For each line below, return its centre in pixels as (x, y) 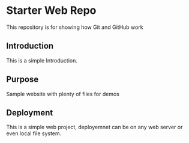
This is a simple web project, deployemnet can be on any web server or (94, 127)
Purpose (22, 80)
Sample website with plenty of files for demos (63, 94)
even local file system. (34, 133)
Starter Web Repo (51, 11)
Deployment (30, 113)
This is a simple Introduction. (42, 60)
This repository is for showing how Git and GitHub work (75, 27)
